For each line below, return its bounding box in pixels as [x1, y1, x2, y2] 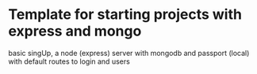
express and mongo [8, 22, 142, 40]
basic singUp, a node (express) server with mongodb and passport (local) [8, 48, 250, 57]
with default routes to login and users [8, 57, 131, 66]
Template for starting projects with [8, 6, 242, 24]
